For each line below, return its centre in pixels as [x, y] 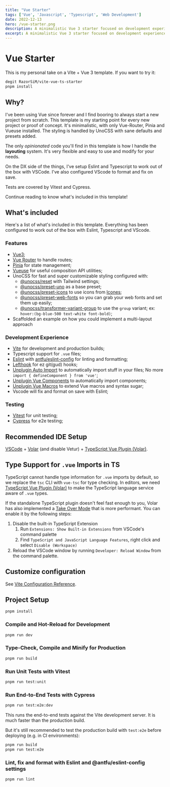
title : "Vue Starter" [28, 10]
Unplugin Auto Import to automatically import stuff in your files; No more [88, 369]
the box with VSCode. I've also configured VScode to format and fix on [79, 172]
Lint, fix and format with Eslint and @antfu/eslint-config [75, 762]
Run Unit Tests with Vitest [38, 671]
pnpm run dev [19, 635]
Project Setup [27, 600]
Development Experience [37, 337]
